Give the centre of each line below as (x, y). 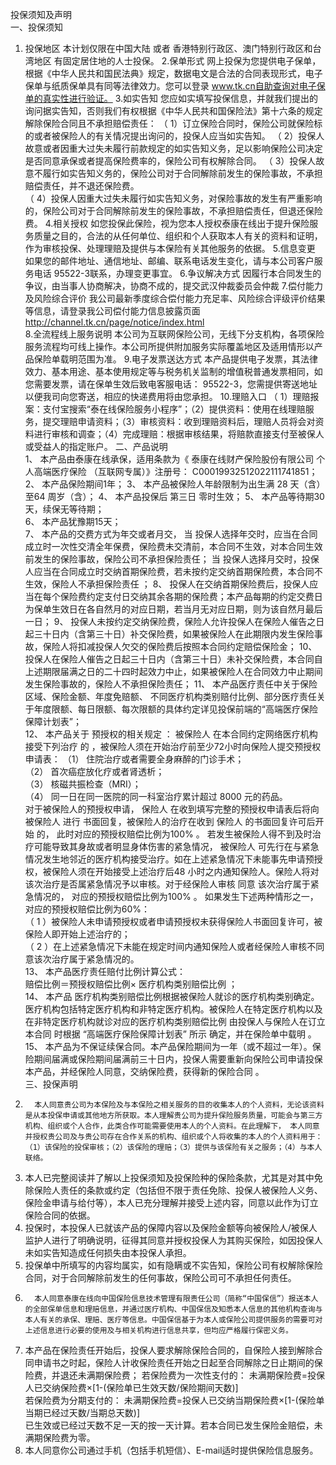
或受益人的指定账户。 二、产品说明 (96, 446)
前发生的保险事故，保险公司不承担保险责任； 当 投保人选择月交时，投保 (172, 559)
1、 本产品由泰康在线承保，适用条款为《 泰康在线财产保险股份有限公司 (169, 459)
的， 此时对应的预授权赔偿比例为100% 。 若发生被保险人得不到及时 (174, 834)
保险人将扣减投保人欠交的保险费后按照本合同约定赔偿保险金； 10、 (180, 646)
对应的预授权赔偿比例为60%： (87, 909)
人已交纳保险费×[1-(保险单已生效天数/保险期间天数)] (131, 1387)
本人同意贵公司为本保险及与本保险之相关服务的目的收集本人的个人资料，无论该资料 (179, 1105)
